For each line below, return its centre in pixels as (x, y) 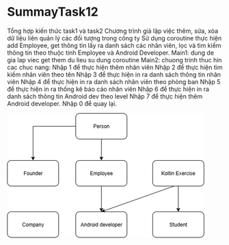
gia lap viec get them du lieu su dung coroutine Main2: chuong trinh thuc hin (114, 60)
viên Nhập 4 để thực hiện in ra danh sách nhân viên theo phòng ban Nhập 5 (114, 81)
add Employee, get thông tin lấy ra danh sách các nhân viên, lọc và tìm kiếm (114, 45)
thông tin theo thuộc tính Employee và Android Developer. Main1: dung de (110, 53)
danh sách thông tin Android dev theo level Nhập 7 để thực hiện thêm (105, 96)
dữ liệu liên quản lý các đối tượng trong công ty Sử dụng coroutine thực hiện (114, 38)
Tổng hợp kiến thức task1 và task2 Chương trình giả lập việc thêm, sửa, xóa (113, 31)
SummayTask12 (53, 12)
